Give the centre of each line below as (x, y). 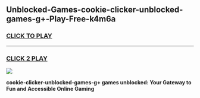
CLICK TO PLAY (29, 36)
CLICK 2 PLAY (27, 58)
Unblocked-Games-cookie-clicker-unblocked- (95, 10)
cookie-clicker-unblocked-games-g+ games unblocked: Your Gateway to (99, 82)
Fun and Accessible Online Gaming (50, 88)
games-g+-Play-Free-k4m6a (61, 19)
